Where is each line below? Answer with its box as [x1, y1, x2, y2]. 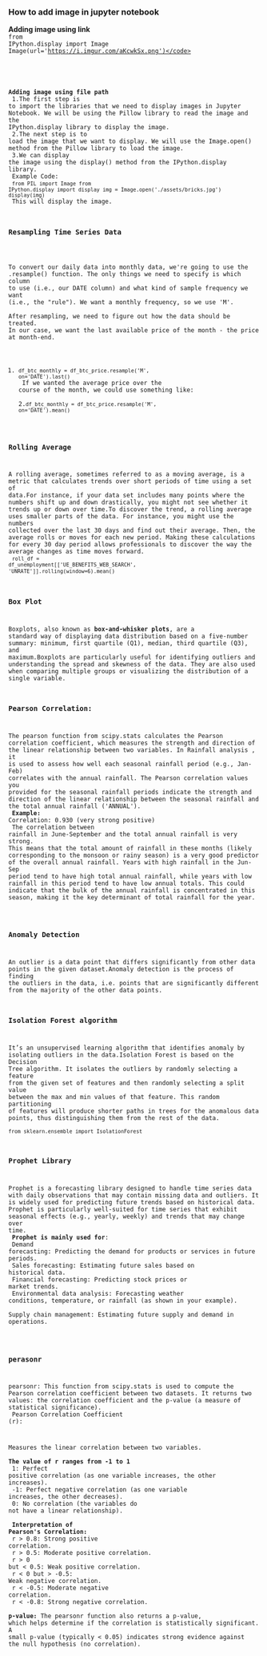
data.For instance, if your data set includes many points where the [8, 492, 245, 500]
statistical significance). [8, 1403, 102, 1412]
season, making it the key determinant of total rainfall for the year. [8, 893, 256, 901]
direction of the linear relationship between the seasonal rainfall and [8, 795, 260, 803]
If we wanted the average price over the [22, 379, 162, 388]
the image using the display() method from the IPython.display [8, 159, 227, 167]
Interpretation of [11, 1521, 74, 1529]
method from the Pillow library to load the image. [8, 144, 184, 152]
